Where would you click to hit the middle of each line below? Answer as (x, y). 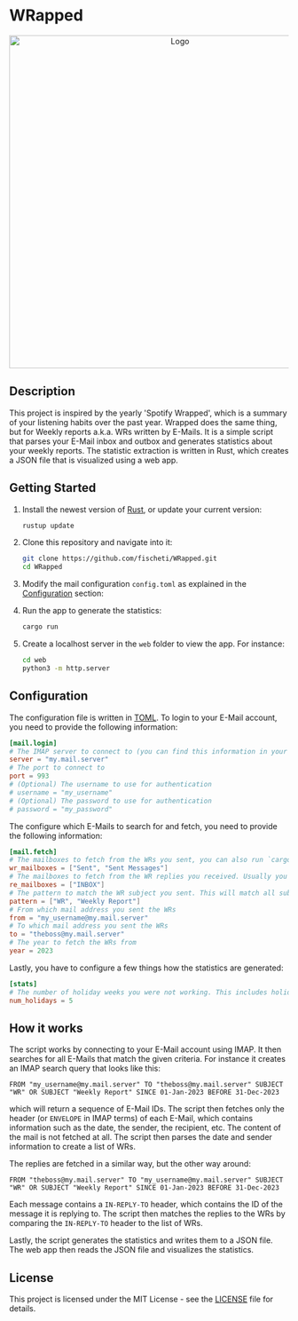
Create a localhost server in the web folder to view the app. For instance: (153, 644)
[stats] (24, 984)
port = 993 (29, 776)
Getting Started (53, 488)
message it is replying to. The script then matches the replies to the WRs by (147, 1214)
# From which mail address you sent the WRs (93, 910)
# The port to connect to (57, 768)
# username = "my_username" (61, 792)
